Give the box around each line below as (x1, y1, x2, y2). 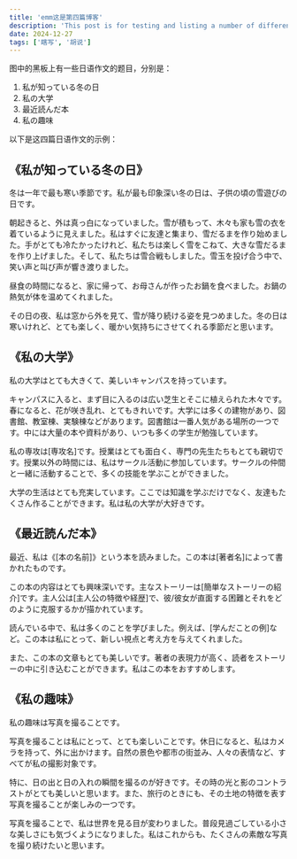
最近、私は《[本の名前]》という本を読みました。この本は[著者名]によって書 (9, 551, 284, 562)
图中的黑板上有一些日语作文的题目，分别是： (9, 63, 172, 74)
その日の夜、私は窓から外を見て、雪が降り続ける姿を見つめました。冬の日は (9, 311, 288, 321)
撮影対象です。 (47, 758, 102, 769)
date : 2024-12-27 (9, 29, 73, 38)
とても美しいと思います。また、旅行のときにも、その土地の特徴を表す (32, 787, 287, 798)
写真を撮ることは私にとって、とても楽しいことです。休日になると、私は (9, 736, 270, 747)
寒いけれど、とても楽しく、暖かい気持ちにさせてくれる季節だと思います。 (9, 321, 278, 332)
